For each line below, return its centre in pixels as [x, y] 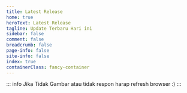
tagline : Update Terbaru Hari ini [49, 28]
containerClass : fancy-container [48, 67]
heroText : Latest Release [38, 23]
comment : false [25, 39]
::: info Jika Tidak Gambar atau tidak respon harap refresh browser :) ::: [94, 84]
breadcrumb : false [29, 45]
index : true [21, 61]
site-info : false [28, 56]
